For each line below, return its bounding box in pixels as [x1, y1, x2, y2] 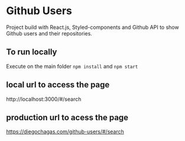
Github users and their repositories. [6, 29, 93, 37]
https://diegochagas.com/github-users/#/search [6, 128, 124, 135]
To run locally [6, 47, 57, 57]
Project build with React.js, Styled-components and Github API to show [6, 24, 179, 31]
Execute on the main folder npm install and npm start [6, 63, 138, 70]
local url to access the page [6, 80, 110, 90]
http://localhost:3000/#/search [6, 96, 82, 103]
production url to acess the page [6, 112, 129, 122]
